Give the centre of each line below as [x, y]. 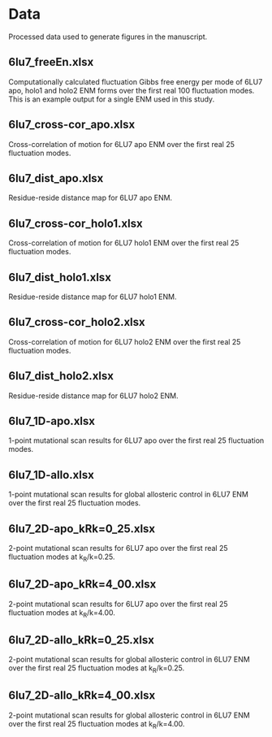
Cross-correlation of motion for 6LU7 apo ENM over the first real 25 [122, 144]
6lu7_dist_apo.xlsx [56, 178]
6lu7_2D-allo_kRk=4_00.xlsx [82, 696]
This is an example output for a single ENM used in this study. [112, 99]
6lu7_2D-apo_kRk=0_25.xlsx [82, 529]
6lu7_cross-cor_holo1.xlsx [76, 223]
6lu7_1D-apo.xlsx [52, 421]
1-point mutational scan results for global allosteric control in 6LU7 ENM [129, 494]
